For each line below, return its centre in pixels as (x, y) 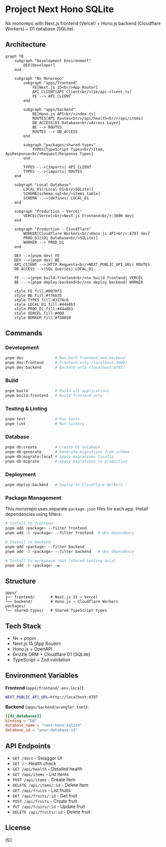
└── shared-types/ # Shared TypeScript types (56, 611)
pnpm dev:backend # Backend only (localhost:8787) (65, 368)
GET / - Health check (34, 763)
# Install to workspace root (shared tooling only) (61, 560)
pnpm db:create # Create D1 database (53, 447)
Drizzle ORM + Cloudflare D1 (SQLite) (51, 655)
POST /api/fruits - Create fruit (45, 801)
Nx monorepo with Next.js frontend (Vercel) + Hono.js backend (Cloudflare (83, 23)
